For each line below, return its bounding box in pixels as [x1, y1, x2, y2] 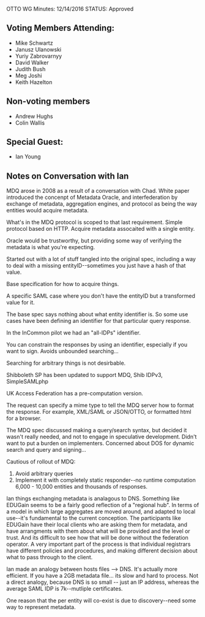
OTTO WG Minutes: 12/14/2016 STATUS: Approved [6, 6, 133, 12]
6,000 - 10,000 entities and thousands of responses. [15, 483, 148, 491]
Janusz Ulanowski [15, 45, 62, 53]
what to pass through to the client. [6, 554, 93, 561]
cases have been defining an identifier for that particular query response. [6, 317, 191, 325]
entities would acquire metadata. [6, 207, 89, 214]
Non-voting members [6, 96, 91, 107]
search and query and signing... [6, 446, 87, 454]
